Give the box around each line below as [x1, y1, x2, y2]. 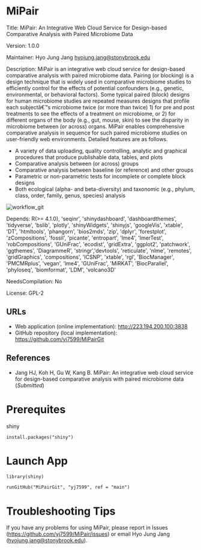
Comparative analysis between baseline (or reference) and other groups [14, 166, 194, 174]
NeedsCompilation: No [6, 277, 62, 285]
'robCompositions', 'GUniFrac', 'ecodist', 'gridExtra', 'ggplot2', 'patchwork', [6, 240, 190, 247]
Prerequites [6, 402, 66, 416]
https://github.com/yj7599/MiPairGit [14, 335, 104, 343]
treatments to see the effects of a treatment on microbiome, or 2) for [6, 110, 176, 117]
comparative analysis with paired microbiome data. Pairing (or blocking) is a [6, 71, 194, 79]
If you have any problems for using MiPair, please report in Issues [6, 524, 168, 531]
